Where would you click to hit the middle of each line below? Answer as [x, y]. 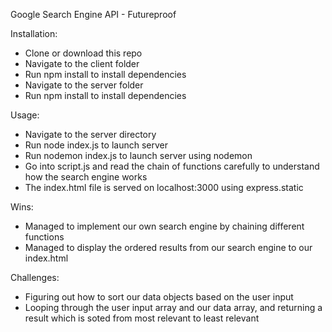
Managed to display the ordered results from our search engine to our [168, 247]
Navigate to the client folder [82, 63]
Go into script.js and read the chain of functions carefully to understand [172, 166]
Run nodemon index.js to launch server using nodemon [138, 155]
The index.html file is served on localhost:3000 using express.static [164, 187]
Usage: [25, 115]
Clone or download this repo [83, 53]
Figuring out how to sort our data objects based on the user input [159, 297]
